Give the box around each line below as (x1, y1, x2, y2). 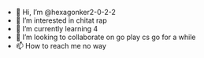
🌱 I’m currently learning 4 (15, 24, 98, 33)
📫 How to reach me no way (15, 42, 106, 50)
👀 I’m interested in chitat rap (15, 16, 108, 25)
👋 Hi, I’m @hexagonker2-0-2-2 (15, 8, 117, 16)
